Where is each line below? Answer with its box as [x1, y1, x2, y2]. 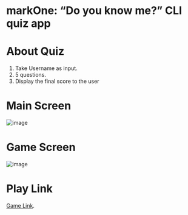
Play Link [6, 182, 53, 196]
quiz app [6, 16, 51, 30]
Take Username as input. [15, 65, 78, 72]
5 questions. [15, 71, 47, 79]
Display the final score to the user [15, 77, 99, 85]
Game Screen [6, 141, 76, 154]
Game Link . [6, 202, 35, 209]
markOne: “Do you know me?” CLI [6, 4, 183, 18]
